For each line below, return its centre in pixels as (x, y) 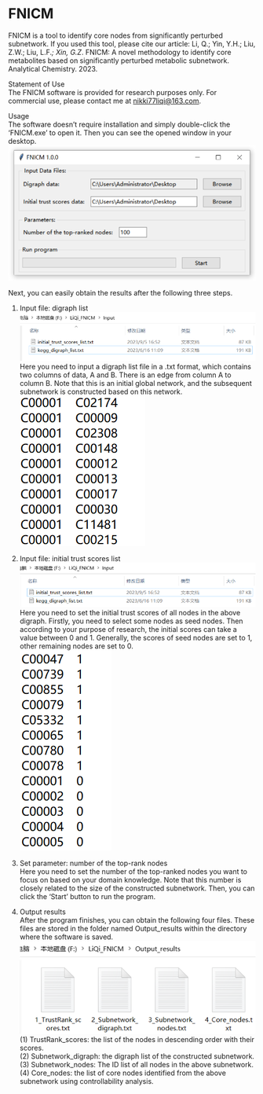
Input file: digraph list (54, 308)
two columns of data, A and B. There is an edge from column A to (125, 375)
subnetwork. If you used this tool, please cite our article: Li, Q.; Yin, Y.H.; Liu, (132, 43)
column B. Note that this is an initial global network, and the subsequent (136, 383)
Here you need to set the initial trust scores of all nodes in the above (130, 612)
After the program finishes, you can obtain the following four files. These (137, 920)
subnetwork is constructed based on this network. (101, 391)
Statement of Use (37, 84)
